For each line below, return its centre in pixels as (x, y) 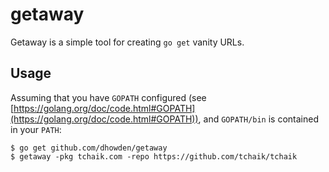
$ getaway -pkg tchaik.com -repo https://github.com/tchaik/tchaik (154, 156)
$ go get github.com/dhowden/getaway (89, 148)
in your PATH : (36, 129)
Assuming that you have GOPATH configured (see (108, 97)
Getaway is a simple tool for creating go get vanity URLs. (127, 42)
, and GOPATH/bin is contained (259, 119)
